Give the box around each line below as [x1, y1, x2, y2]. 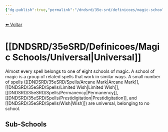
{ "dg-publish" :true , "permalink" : [5, 7, 75, 13]
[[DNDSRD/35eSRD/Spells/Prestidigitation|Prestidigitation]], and [5, 95, 137, 101]
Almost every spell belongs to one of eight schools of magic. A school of [5, 68, 155, 74]
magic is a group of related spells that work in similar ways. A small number [5, 73, 161, 79]
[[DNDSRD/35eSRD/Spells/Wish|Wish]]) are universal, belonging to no [5, 100, 150, 106]
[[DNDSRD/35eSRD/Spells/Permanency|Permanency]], [5, 89, 118, 95]
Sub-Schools [5, 120, 47, 128]
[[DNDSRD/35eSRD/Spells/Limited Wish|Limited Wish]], [5, 84, 119, 90]
